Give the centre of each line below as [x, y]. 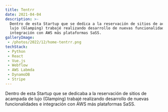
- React [15, 56]
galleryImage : [20, 38]
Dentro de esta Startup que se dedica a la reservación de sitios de [83, 24]
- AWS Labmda [21, 70]
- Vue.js [16, 61]
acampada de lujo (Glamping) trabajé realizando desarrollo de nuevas [77, 99]
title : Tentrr [20, 10]
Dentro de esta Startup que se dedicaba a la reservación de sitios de [76, 93]
